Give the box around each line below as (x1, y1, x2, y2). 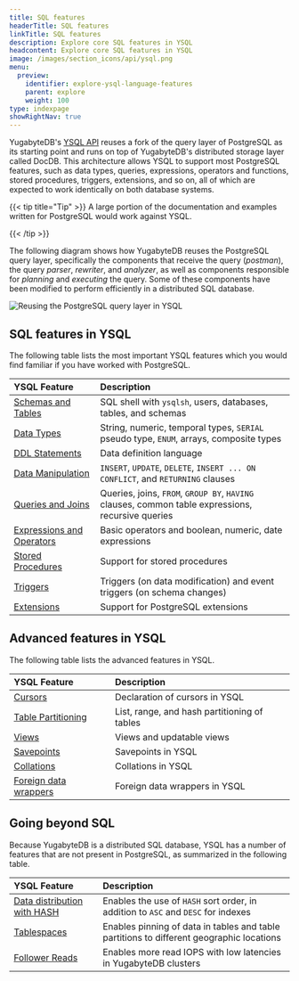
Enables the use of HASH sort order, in (101, 895, 257, 907)
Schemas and (13, 396, 71, 408)
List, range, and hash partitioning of (115, 705, 264, 717)
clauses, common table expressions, (100, 498, 253, 511)
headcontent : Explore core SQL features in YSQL (9, 46, 193, 55)
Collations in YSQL (115, 759, 193, 772)
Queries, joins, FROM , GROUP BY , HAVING (100, 486, 255, 499)
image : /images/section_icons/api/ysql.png (9, 54, 174, 63)
